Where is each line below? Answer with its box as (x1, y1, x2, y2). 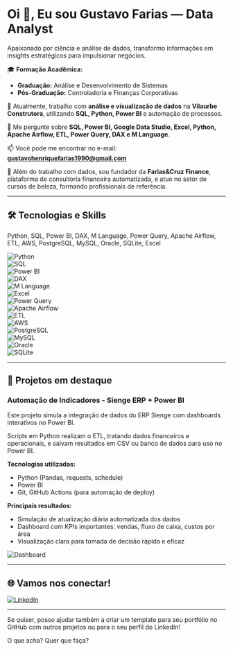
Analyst (7, 21, 53, 37)
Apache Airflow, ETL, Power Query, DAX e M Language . (7, 130, 170, 138)
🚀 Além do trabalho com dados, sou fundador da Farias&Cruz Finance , (7, 167, 212, 175)
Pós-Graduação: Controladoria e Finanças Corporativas (17, 88, 178, 96)
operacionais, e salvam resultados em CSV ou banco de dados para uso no (7, 440, 223, 448)
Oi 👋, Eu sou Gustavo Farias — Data (7, 6, 214, 22)
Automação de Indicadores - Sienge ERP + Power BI (7, 395, 185, 405)
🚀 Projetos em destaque (7, 374, 112, 387)
